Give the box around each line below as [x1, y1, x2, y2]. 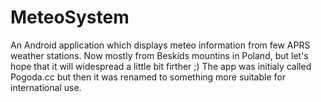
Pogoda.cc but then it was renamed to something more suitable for [10, 71, 286, 83]
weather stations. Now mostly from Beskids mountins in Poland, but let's [10, 49, 309, 61]
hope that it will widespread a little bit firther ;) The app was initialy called [10, 60, 312, 72]
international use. [10, 81, 82, 93]
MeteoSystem [10, 6, 130, 29]
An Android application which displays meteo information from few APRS [10, 39, 311, 51]
